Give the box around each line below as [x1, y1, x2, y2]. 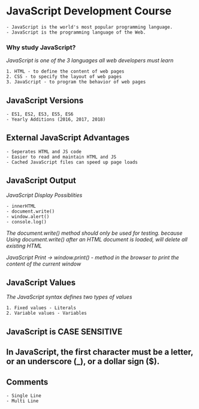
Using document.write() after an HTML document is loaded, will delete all [6, 235, 188, 243]
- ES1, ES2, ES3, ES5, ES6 [6, 111, 74, 118]
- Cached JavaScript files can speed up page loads [6, 159, 138, 165]
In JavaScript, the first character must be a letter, [6, 347, 194, 357]
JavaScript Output [6, 175, 76, 186]
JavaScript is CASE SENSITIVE [6, 326, 123, 337]
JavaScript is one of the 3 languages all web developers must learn [6, 57, 174, 64]
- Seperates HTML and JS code [6, 148, 82, 154]
